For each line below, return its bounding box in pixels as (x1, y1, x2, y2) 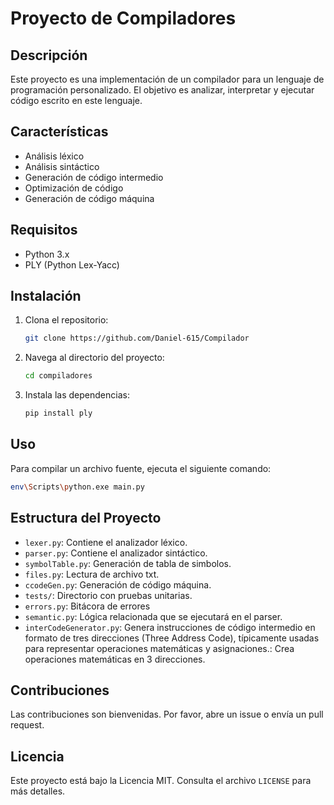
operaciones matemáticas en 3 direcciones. (24, 653, 206, 665)
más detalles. (10, 785, 66, 797)
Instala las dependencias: (24, 389, 130, 401)
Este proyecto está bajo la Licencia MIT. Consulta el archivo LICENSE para (10, 775, 312, 787)
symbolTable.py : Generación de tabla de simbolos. (24, 557, 232, 569)
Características (10, 123, 109, 141)
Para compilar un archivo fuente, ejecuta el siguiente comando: (10, 462, 272, 474)
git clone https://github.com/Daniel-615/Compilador (24, 333, 250, 344)
